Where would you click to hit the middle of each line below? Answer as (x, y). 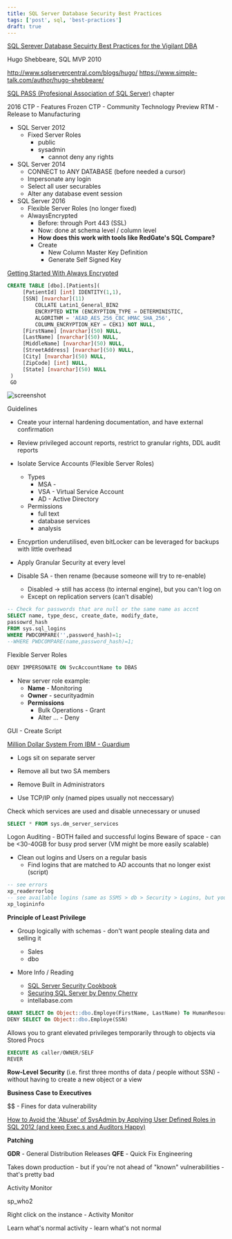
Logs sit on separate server (56, 757)
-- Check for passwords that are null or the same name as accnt (103, 609)
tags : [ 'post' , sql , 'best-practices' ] (65, 20)
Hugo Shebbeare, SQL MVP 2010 (55, 59)
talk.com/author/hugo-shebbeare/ (56, 80)
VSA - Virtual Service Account (81, 492)
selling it (29, 938)
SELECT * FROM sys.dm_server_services (63, 824)
